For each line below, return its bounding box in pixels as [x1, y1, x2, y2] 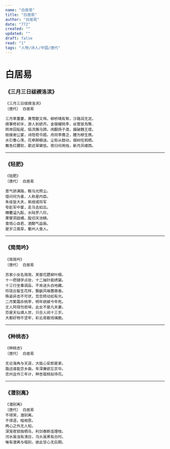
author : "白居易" [5, 17, 39, 22]
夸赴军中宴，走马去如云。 [5, 205, 51, 210]
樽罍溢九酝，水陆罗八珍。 [5, 211, 51, 216]
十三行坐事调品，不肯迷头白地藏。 [5, 283, 66, 288]
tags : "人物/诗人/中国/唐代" [5, 45, 61, 50]
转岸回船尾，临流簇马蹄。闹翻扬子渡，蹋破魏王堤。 [5, 127, 96, 132]
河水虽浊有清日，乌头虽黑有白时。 [5, 434, 66, 440]
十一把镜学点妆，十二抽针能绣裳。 [5, 278, 66, 283]
